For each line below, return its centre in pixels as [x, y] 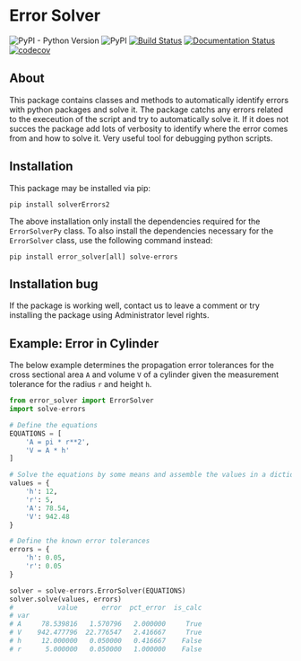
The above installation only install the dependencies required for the [135, 221]
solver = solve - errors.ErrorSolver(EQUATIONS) [98, 590]
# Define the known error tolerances [80, 541]
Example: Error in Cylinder [84, 344]
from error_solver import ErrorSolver [82, 401]
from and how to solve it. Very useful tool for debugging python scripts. [141, 138]
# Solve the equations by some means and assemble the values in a [138, 475]
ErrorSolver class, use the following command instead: [111, 240]
